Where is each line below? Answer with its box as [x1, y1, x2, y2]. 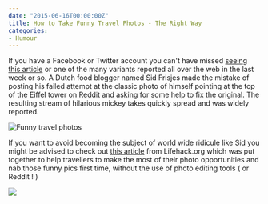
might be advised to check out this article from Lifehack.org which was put [8, 146, 255, 156]
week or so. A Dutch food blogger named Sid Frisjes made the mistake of [8, 73, 250, 82]
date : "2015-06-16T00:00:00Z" [8, 11, 110, 20]
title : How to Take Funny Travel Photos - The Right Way [8, 19, 202, 27]
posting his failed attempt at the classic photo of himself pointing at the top [8, 82, 256, 91]
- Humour [8, 34, 38, 42]
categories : [8, 26, 48, 34]
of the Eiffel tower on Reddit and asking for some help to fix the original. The [8, 90, 260, 100]
